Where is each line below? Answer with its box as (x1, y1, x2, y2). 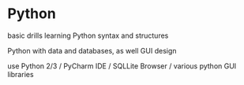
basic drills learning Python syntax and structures (7, 31, 169, 40)
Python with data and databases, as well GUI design (7, 46, 177, 55)
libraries (7, 69, 34, 79)
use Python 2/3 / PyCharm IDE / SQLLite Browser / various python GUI (7, 61, 237, 71)
